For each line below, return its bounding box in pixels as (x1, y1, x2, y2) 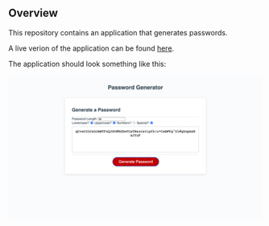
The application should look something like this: (8, 59, 167, 68)
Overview (8, 6, 59, 20)
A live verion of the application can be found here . (8, 43, 175, 53)
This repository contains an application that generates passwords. (8, 27, 228, 37)
